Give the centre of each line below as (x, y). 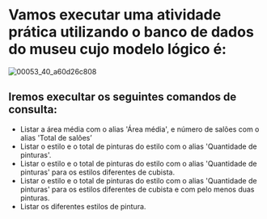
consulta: (33, 109)
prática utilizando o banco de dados (131, 32)
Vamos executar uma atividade (115, 15)
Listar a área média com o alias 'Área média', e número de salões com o (140, 129)
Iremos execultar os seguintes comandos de (123, 97)
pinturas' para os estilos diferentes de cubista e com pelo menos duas (137, 189)
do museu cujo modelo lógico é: (117, 49)
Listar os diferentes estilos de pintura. (83, 206)
